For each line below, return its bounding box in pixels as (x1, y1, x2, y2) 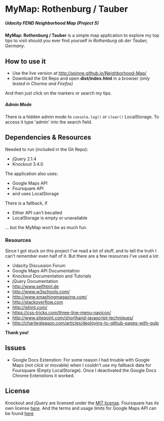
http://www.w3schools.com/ (12, 289, 70, 295)
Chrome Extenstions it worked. (12, 372, 75, 378)
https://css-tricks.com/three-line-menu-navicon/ (12, 310, 111, 316)
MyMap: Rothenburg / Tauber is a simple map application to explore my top (5, 32, 160, 38)
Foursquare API (12, 185, 44, 191)
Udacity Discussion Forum (12, 263, 66, 269)
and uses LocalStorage (12, 190, 59, 196)
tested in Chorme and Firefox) (12, 80, 73, 87)
